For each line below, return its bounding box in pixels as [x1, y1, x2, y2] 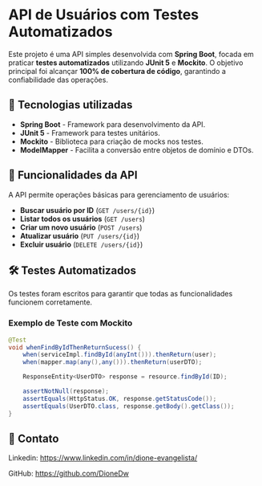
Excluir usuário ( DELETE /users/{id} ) [19, 239, 143, 249]
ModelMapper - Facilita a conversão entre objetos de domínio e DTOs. [19, 145, 254, 154]
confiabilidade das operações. [8, 75, 108, 84]
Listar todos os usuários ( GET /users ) [19, 214, 146, 223]
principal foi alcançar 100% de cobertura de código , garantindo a [8, 66, 227, 76]
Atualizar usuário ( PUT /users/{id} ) [19, 231, 140, 240]
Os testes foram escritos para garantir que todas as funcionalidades [8, 289, 233, 299]
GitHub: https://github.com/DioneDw [8, 468, 130, 479]
